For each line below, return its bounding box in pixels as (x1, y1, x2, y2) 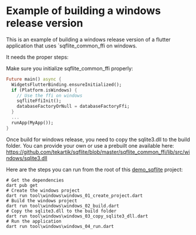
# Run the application (6, 218, 62, 224)
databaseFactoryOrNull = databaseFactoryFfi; (16, 104, 130, 110)
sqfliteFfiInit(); (16, 98, 62, 104)
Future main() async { (6, 76, 62, 82)
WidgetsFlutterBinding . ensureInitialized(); (11, 81, 122, 87)
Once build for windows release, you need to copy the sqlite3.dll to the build (6, 136, 190, 143)
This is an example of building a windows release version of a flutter (6, 36, 171, 43)
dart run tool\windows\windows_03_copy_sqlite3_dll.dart (6, 213, 148, 219)
